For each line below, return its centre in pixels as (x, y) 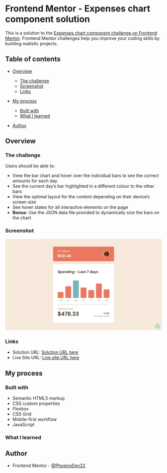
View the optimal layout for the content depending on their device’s (81, 197)
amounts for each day (35, 181)
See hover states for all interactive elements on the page (70, 207)
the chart (22, 218)
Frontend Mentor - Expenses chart (78, 9)
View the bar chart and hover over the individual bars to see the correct (85, 176)
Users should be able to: (30, 166)
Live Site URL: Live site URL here (46, 358)
